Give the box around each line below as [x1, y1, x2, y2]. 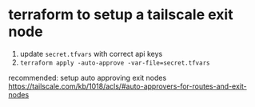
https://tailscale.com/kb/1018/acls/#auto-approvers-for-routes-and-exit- [8, 81, 247, 91]
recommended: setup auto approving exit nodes [8, 73, 167, 82]
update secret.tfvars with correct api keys [19, 49, 163, 58]
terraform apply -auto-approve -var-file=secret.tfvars [19, 58, 210, 67]
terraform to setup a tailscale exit [8, 6, 233, 24]
